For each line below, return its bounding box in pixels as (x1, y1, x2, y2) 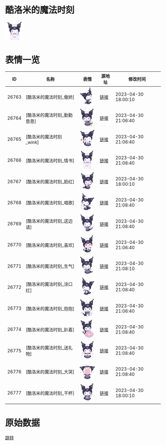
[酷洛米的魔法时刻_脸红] (25, 179, 75, 185)
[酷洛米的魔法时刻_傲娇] (25, 94, 75, 100)
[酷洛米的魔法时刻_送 (25, 345, 69, 351)
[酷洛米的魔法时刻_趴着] (25, 327, 75, 333)
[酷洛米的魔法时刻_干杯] (25, 390, 75, 396)
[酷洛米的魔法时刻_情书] (25, 157, 75, 164)
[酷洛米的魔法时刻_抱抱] (25, 305, 75, 311)
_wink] (25, 139, 40, 145)
